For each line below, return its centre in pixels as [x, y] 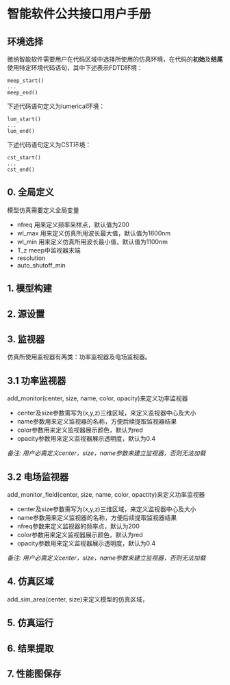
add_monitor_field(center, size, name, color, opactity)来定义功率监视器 [106, 495]
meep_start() [26, 81]
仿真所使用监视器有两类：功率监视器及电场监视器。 [79, 357]
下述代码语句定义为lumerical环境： [56, 106]
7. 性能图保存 [34, 674]
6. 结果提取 [30, 648]
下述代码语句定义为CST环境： [49, 145]
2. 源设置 [26, 314]
